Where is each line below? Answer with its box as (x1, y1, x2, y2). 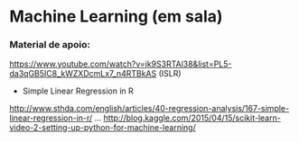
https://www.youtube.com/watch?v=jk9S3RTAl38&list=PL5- (9, 58, 232, 69)
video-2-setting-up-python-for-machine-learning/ (9, 122, 196, 133)
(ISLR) (158, 68, 182, 79)
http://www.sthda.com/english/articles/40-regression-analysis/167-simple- (9, 103, 290, 114)
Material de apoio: (9, 39, 90, 51)
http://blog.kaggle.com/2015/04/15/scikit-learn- (103, 112, 282, 123)
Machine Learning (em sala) (9, 6, 223, 27)
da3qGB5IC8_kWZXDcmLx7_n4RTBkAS (9, 68, 157, 79)
